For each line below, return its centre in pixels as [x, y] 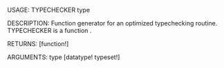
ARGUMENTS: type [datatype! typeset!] [64, 57]
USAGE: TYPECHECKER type [49, 10]
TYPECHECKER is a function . [49, 31]
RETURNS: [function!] [38, 44]
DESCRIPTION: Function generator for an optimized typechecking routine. [112, 23]
